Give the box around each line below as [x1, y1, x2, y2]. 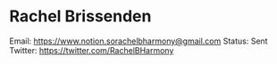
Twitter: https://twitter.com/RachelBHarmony [9, 44, 174, 55]
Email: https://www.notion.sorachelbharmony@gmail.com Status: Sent [9, 36, 268, 46]
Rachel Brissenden [9, 6, 152, 27]
